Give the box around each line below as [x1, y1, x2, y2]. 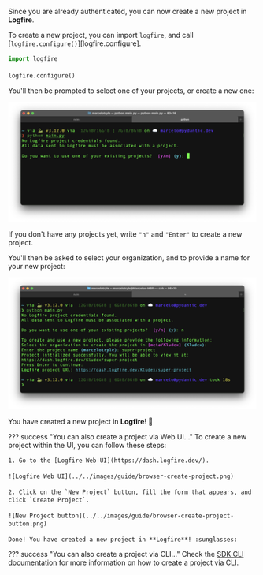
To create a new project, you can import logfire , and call [8, 31, 194, 39]
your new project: [8, 262, 65, 271]
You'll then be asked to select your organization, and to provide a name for [8, 253, 250, 263]
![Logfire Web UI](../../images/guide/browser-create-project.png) [8, 472, 235, 480]
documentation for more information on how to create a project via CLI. [8, 558, 239, 567]
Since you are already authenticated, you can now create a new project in [8, 7, 247, 16]
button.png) [8, 520, 47, 528]
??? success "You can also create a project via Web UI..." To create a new [8, 431, 247, 441]
